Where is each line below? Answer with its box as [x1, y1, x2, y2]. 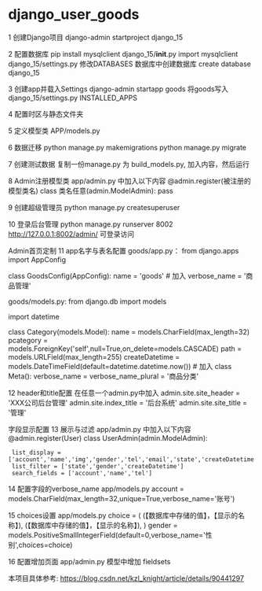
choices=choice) [18, 540, 73, 549]
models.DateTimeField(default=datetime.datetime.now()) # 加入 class [8, 361, 232, 371]
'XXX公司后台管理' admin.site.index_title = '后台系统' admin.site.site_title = [8, 397, 248, 407]
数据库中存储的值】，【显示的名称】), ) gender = [31, 520, 178, 530]
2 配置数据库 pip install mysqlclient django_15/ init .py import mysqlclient [8, 49, 238, 58]
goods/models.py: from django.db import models [8, 297, 167, 306]
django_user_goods [8, 6, 140, 24]
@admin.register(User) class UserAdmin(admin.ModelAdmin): [8, 433, 208, 442]
